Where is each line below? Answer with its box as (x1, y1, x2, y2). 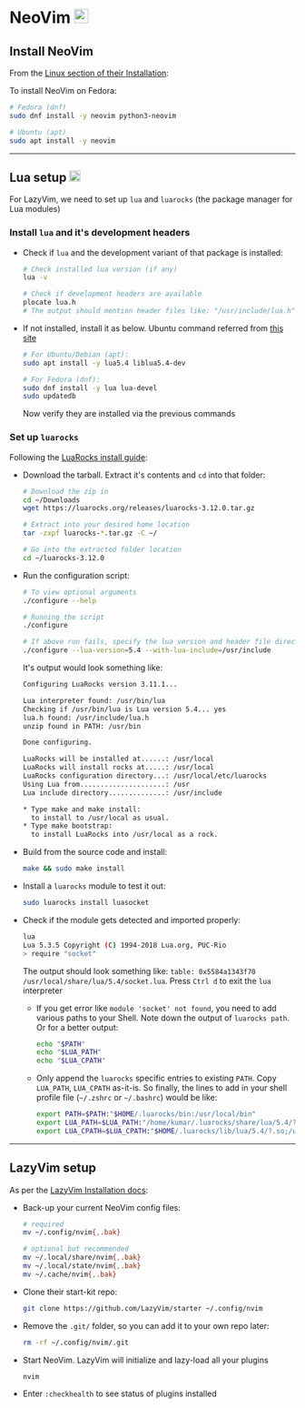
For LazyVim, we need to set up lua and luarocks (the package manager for (9, 194, 293, 205)
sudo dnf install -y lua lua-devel (22, 383, 158, 393)
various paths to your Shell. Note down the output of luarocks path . (35, 1012, 290, 1023)
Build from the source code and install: (22, 847, 168, 858)
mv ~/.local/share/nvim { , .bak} (22, 1253, 142, 1262)
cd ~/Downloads (22, 495, 81, 505)
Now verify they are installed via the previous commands (22, 408, 236, 419)
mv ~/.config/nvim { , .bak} (22, 1228, 121, 1237)
